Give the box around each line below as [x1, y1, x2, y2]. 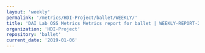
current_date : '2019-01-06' [6, 37, 78, 43]
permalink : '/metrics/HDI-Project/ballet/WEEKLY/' [6, 15, 138, 21]
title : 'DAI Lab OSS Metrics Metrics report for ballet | [6, 20, 157, 26]
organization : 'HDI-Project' [6, 26, 81, 32]
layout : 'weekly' [6, 9, 51, 15]
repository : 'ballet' [6, 32, 62, 38]
